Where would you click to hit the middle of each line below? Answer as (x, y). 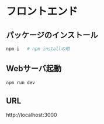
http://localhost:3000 (32, 115)
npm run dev (20, 82)
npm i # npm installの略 (38, 49)
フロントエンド (42, 11)
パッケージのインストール (52, 35)
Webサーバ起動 (34, 68)
